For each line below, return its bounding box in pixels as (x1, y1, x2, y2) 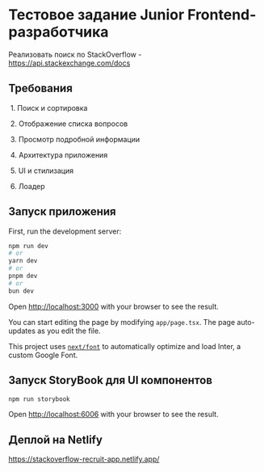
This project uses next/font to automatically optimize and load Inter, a (8, 341, 241, 351)
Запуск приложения (8, 204, 116, 219)
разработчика (8, 23, 109, 41)
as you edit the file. (37, 326, 101, 335)
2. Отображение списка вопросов (10, 119, 128, 129)
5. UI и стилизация (10, 166, 74, 175)
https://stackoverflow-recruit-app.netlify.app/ (8, 454, 160, 464)
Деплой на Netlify (8, 432, 103, 446)
